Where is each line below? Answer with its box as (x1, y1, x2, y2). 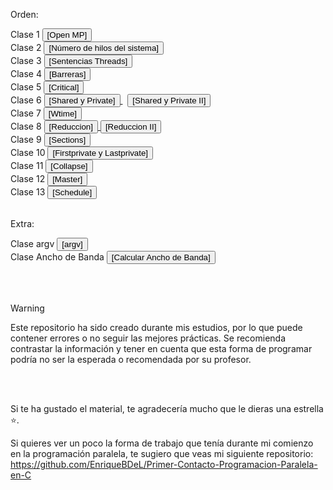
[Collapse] (50, 161, 88, 171)
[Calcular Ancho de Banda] (111, 252, 211, 263)
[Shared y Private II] (132, 95, 207, 106)
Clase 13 (10, 186, 46, 198)
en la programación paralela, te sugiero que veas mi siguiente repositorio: (10, 448, 314, 459)
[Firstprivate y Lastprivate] (52, 148, 149, 158)
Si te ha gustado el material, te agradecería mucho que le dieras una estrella (10, 403, 324, 414)
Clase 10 (10, 147, 46, 158)
